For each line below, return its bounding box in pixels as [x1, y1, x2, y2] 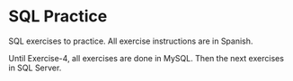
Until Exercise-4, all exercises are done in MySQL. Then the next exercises [8, 53, 285, 63]
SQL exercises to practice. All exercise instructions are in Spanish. [8, 36, 253, 46]
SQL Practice [8, 6, 108, 27]
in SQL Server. [8, 62, 62, 73]
